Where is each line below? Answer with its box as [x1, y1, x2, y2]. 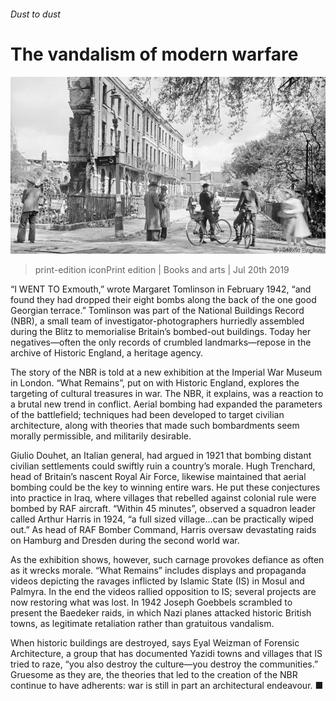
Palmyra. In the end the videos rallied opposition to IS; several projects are [10, 586, 317, 598]
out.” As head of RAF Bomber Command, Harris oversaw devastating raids [10, 524, 317, 536]
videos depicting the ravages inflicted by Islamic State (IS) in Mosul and [10, 575, 305, 587]
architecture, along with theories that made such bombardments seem [10, 420, 300, 432]
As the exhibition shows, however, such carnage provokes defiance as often [10, 554, 325, 566]
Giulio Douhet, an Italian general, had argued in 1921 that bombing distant [10, 450, 312, 462]
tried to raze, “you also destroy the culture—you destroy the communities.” [10, 658, 319, 670]
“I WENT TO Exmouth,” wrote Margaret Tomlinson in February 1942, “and [10, 283, 312, 295]
